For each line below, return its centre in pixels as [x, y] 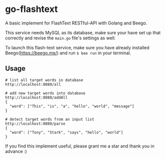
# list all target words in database [44, 80]
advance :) [16, 151]
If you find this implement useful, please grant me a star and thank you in [80, 146]
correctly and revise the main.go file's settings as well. [60, 38]
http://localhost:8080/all [33, 84]
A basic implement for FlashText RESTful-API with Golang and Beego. [76, 23]
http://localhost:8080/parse [35, 124]
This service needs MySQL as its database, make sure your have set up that [83, 32]
